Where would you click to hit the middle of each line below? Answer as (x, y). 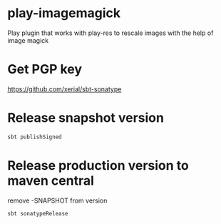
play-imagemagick (64, 13)
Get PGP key (45, 70)
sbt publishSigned (35, 137)
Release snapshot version (86, 118)
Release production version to (98, 165)
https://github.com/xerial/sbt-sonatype (65, 89)
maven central (51, 180)
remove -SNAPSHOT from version (57, 200)
